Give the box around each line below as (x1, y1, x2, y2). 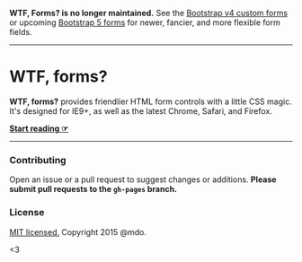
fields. (9, 27, 33, 37)
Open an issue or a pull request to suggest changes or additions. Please (9, 174, 277, 185)
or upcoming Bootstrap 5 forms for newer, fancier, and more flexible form (9, 17, 280, 28)
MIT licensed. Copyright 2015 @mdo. (9, 226, 147, 237)
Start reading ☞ (9, 123, 69, 134)
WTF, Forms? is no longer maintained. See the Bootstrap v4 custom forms (9, 8, 289, 18)
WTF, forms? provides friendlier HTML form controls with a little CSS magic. (9, 96, 292, 107)
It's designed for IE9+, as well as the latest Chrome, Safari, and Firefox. (9, 105, 272, 116)
